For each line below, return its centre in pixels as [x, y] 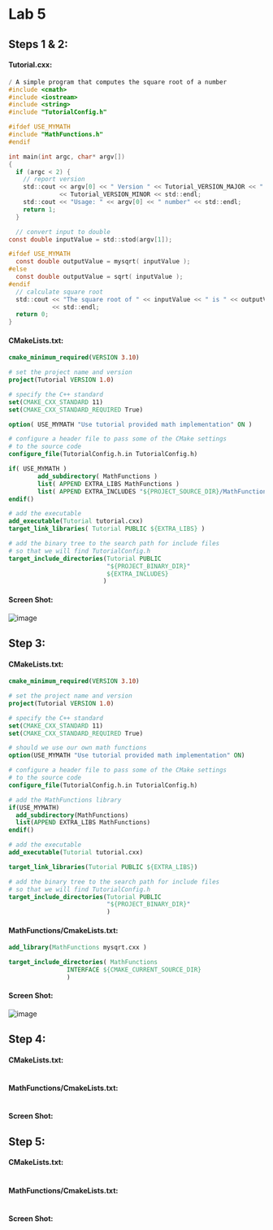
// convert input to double [63, 232]
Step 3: [27, 643]
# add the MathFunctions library [65, 800]
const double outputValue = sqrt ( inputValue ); [100, 277]
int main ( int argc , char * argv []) [67, 156]
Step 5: [27, 1142]
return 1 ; [40, 209]
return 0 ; [32, 315]
